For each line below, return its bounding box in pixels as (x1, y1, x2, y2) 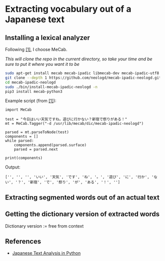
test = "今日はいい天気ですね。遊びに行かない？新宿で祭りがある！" (5, 117, 128, 122)
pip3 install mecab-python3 (5, 89, 63, 94)
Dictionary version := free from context (5, 223, 84, 229)
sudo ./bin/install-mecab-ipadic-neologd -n (5, 85, 98, 89)
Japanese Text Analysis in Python (12, 250, 81, 256)
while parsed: (5, 139, 34, 144)
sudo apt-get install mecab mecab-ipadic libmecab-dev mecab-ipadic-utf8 (5, 71, 160, 76)
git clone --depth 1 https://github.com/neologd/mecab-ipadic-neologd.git (5, 75, 162, 80)
